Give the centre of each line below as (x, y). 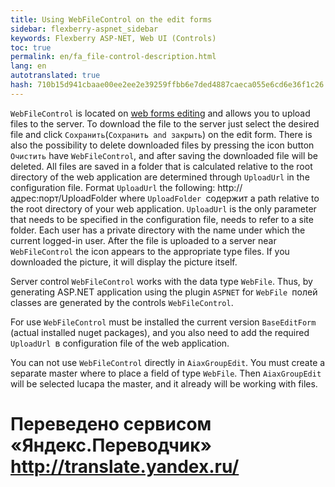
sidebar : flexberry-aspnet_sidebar (84, 29)
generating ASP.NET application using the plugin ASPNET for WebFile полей (164, 292)
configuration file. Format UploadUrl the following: (113, 187)
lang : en (28, 66)
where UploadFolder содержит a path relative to (219, 198)
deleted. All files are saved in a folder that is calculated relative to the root (161, 166)
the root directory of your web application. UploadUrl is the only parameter (163, 208)
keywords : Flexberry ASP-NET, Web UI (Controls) (113, 38)
